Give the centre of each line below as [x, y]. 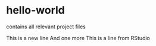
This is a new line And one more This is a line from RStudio [78, 38]
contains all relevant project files [46, 27]
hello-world [36, 10]
